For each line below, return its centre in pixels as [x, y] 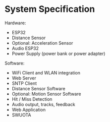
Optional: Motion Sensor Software [46, 94]
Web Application [28, 110]
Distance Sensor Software [38, 88]
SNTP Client [24, 83]
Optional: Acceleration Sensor [42, 43]
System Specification [50, 9]
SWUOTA [21, 115]
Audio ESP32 [25, 48]
